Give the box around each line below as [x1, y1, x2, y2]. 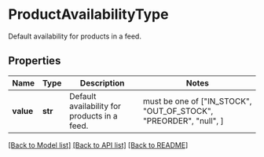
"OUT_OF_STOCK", [142, 105, 214, 116]
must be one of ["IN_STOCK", [142, 96, 252, 107]
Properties [8, 54, 61, 68]
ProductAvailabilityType [8, 5, 169, 24]
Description [79, 77, 125, 88]
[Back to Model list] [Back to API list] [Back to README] [8, 140, 189, 150]
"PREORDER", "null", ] [142, 115, 224, 126]
